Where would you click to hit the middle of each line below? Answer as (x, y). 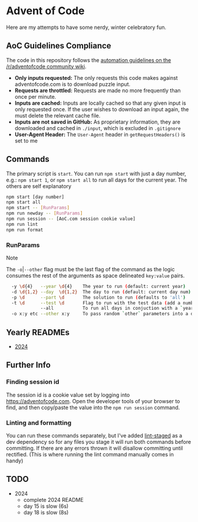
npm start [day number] (35, 197)
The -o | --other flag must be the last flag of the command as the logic (90, 269)
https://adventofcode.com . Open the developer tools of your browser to (93, 401)
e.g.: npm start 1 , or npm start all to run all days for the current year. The (97, 180)
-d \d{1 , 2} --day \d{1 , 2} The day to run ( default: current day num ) (101, 292)
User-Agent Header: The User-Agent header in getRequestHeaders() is (100, 134)
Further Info (29, 365)
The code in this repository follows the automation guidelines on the (89, 60)
